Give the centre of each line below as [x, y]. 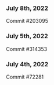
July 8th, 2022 [27, 8]
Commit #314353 [27, 49]
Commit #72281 [25, 77]
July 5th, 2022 [27, 36]
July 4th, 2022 [27, 64]
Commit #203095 [27, 21]
